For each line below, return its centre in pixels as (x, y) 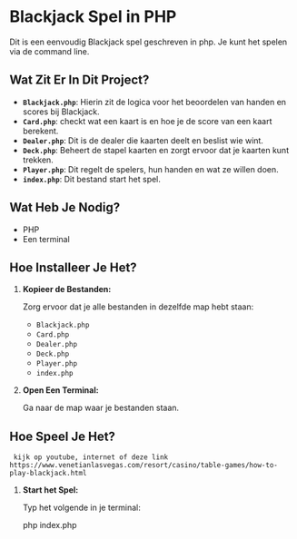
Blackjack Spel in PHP (93, 17)
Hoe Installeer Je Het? (74, 267)
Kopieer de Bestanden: (67, 289)
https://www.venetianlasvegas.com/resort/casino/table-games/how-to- (144, 465)
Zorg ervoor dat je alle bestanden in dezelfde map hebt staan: (138, 307)
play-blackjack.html (49, 474)
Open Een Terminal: (60, 390)
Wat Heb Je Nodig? (65, 207)
